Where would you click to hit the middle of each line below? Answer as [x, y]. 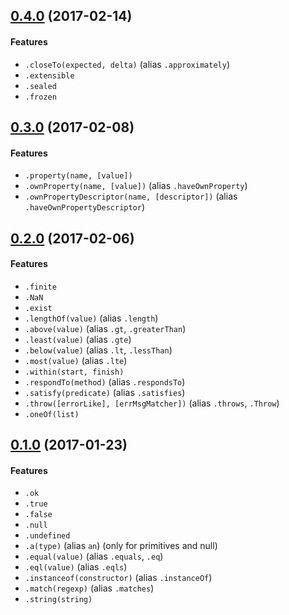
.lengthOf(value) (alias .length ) [91, 318]
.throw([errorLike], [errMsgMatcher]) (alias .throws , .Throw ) [152, 403]
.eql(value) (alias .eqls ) [76, 567]
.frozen [40, 97]
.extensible [49, 75]
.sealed [40, 86]
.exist [38, 308]
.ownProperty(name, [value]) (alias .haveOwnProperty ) [136, 186]
